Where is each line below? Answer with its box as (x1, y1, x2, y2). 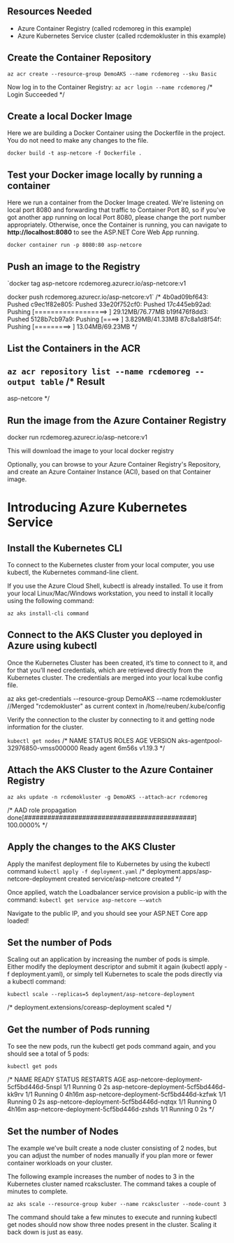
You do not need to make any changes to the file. (7, 136, 149, 145)
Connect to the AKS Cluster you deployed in (7, 629, 203, 641)
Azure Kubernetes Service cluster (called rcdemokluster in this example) (17, 31, 226, 40)
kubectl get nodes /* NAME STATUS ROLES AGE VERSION (7, 736, 177, 744)
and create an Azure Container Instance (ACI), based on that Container (7, 468, 212, 476)
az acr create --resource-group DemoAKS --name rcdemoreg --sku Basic (7, 70, 217, 78)
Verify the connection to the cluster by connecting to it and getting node (7, 715, 215, 723)
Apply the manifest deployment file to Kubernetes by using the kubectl (7, 860, 210, 868)
